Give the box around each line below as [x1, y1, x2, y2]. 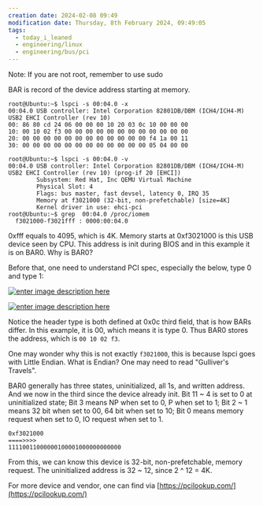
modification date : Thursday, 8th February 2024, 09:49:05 [8, 19, 206, 27]
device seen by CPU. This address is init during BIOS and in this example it [8, 239, 250, 249]
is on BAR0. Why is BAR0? [8, 248, 93, 257]
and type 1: [8, 271, 44, 280]
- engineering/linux [15, 41, 83, 49]
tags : [8, 26, 26, 34]
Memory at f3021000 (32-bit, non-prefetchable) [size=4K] [36, 197, 231, 205]
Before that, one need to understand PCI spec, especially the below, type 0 [8, 263, 252, 272]
